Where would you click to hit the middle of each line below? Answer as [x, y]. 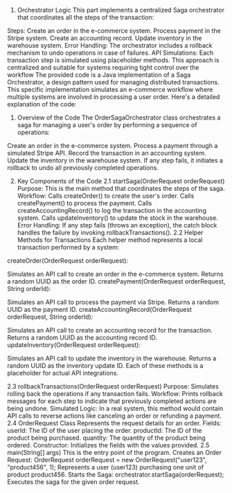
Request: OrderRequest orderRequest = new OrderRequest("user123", [107, 460]
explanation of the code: [42, 104]
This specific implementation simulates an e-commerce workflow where [110, 90]
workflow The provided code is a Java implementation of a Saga [99, 75]
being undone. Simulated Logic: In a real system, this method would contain [115, 408]
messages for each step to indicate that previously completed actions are [112, 401]
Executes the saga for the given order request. [73, 482]
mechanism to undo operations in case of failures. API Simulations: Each [110, 53]
